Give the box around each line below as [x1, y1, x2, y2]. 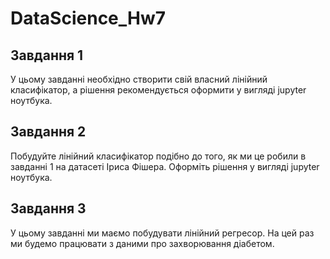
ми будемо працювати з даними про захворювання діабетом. [10, 237, 275, 249]
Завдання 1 [10, 47, 84, 64]
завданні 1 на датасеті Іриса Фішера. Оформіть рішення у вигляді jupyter [10, 160, 320, 172]
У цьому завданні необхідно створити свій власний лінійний [10, 73, 268, 85]
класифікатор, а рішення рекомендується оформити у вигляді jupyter [10, 84, 307, 96]
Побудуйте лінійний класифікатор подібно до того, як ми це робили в [10, 150, 307, 162]
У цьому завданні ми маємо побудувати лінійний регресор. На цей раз [10, 227, 315, 239]
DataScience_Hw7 [10, 7, 167, 30]
